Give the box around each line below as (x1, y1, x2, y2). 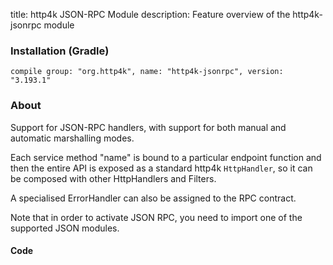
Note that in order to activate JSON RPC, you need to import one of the (10, 211, 303, 223)
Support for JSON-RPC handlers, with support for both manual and (10, 121, 287, 133)
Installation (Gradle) (10, 44, 110, 58)
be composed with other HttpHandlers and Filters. (10, 172, 217, 184)
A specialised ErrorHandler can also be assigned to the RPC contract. (10, 192, 297, 204)
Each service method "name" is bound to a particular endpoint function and (10, 151, 322, 163)
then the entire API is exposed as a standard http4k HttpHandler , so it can (10, 162, 313, 174)
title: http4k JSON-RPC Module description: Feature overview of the (10, 9, 291, 20)
